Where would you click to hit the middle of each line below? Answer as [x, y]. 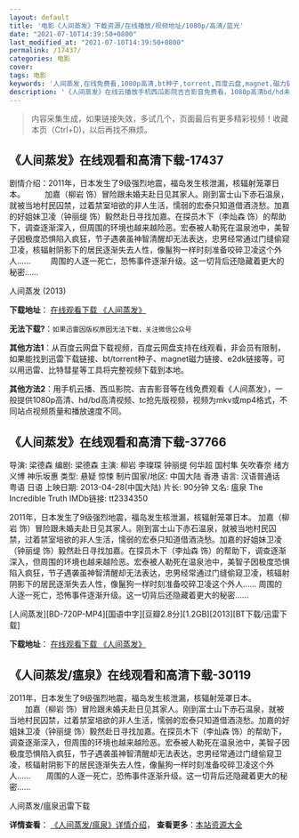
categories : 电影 [40, 59]
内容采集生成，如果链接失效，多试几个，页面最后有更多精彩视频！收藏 [160, 118]
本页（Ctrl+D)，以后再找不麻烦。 [91, 129]
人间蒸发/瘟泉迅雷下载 [50, 805]
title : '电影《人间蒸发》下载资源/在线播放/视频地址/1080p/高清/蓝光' [127, 26]
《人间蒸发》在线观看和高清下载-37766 [118, 442]
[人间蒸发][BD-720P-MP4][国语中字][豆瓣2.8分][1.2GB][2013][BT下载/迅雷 [145, 614]
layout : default [39, 17]
